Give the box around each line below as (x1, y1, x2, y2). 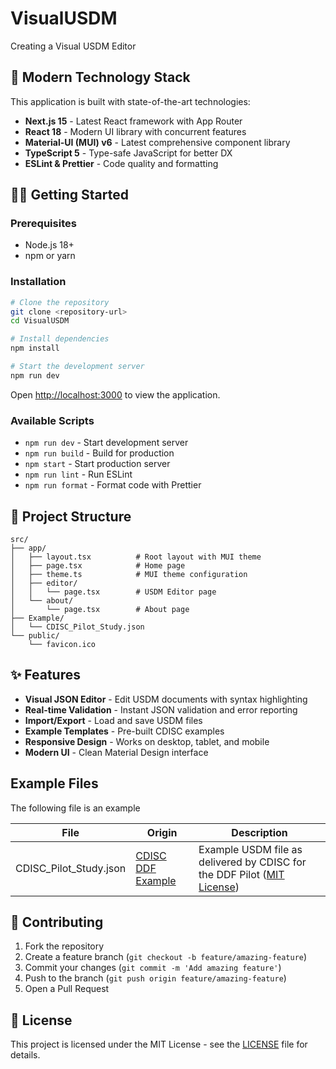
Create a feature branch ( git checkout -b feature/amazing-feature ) (24, 951, 308, 963)
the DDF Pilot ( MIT (198, 867, 285, 881)
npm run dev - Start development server (24, 437, 189, 449)
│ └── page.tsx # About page (10, 604, 190, 614)
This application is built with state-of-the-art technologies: (10, 95, 251, 107)
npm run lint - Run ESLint (24, 468, 133, 481)
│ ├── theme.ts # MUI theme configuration (10, 569, 248, 579)
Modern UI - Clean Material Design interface (24, 746, 209, 758)
